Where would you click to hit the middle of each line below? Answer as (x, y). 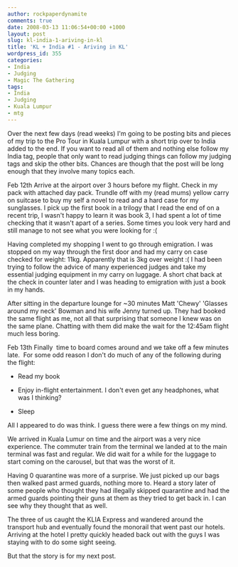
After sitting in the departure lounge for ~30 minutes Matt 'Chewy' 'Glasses (118, 303)
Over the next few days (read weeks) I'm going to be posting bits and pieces (119, 133)
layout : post (27, 34)
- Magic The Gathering (41, 80)
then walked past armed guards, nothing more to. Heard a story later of (112, 483)
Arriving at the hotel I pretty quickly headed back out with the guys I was (114, 534)
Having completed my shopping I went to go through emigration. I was (110, 244)
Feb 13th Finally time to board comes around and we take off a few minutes (118, 347)
